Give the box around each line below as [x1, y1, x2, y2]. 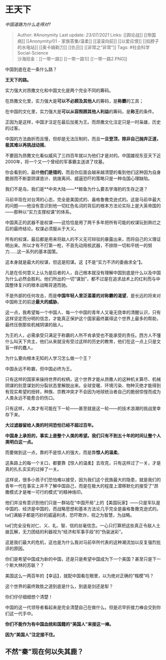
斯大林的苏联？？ [9, 562, 44, 568]
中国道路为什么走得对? [5, 21, 51, 27]
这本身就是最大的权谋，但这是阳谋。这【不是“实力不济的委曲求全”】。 [5, 259, 146, 265]
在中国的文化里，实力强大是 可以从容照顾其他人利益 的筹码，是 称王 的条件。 [5, 108, 157, 114]
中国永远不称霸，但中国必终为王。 [5, 365, 75, 371]
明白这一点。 [9, 439, 36, 445]
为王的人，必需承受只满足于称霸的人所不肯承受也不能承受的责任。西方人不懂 [5, 332, 161, 338]
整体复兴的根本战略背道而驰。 [9, 282, 70, 288]
